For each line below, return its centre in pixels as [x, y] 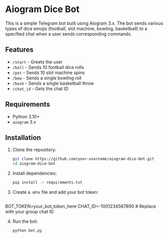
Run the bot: [25, 221]
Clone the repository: [34, 150]
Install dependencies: [35, 173]
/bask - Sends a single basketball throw [53, 83]
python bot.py [27, 230]
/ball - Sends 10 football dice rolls [48, 67]
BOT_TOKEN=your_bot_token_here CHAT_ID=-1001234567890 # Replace [81, 206]
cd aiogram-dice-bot [34, 164]
